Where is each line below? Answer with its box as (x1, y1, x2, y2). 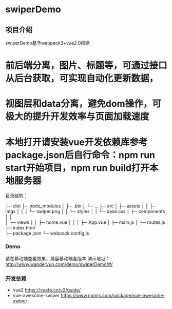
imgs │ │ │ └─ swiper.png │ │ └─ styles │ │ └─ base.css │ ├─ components (5, 208, 165, 215)
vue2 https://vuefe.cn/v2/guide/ (12, 286, 81, 293)
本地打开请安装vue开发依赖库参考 (5, 136, 148, 148)
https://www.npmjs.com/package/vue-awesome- (61, 292, 165, 298)
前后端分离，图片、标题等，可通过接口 (5, 60, 168, 71)
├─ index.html (5, 225, 35, 231)
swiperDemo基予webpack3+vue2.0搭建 (5, 40, 90, 46)
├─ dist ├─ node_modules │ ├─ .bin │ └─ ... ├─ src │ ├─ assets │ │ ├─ (5, 203, 157, 209)
